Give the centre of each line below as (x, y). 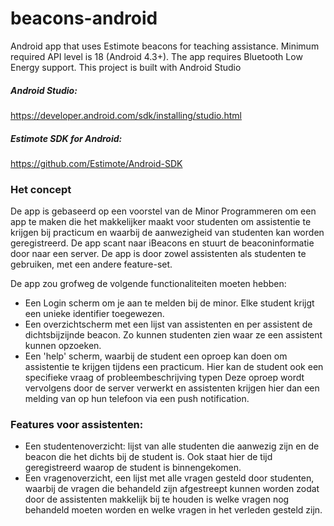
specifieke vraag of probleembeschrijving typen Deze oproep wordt (164, 378)
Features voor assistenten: (77, 425)
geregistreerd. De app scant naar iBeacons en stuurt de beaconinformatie (162, 243)
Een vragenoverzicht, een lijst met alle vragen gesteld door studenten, (169, 478)
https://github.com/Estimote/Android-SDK (96, 163)
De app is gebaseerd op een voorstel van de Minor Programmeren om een (163, 211)
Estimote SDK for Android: (66, 138)
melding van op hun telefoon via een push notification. (137, 399)
